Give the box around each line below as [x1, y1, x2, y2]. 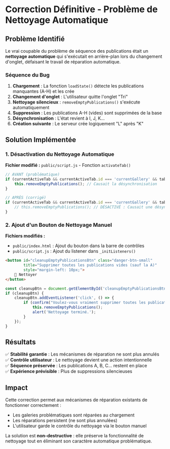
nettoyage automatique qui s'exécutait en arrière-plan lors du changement [5, 53, 162, 59]
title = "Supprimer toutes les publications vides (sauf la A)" [23, 263, 157, 268]
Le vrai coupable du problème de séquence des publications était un [5, 48, 148, 54]
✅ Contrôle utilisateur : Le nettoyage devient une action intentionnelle [5, 357, 152, 363]
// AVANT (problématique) [5, 171, 60, 177]
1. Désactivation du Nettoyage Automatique [5, 151, 115, 158]
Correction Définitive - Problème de [5, 4, 158, 15]
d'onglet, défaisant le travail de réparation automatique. [5, 59, 121, 64]
